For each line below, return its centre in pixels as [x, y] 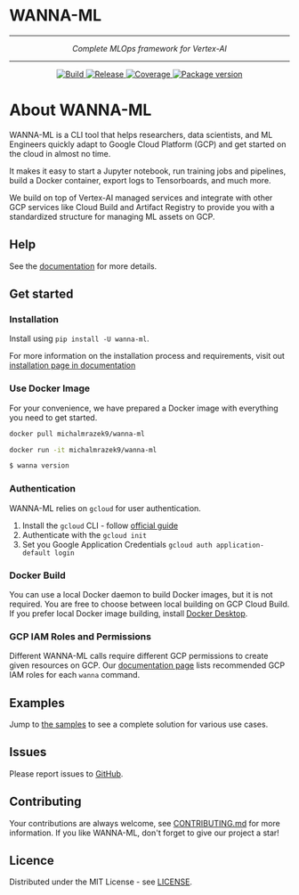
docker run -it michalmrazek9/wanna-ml [83, 450]
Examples [37, 703]
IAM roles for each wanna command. [75, 675]
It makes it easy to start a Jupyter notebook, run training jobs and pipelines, [148, 171]
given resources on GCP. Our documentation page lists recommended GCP [147, 665]
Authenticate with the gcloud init [84, 534]
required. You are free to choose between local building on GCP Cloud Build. [149, 604]
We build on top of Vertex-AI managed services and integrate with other [141, 198]
